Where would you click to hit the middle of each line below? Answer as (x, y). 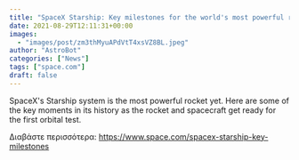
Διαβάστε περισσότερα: (53, 136)
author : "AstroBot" (45, 51)
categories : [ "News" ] (49, 59)
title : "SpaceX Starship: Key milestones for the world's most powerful (147, 17)
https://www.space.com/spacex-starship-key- (183, 136)
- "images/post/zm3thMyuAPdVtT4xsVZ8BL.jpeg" (103, 42)
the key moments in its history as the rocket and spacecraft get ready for (143, 110)
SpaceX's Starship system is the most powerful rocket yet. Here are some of (149, 100)
